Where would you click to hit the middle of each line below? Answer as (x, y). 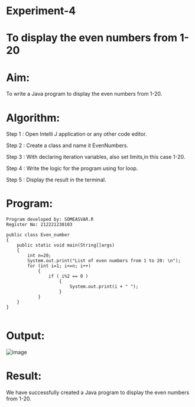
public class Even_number (38, 235)
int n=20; (39, 256)
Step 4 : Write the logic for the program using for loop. (72, 168)
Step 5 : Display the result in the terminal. (56, 180)
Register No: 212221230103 (39, 225)
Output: (25, 336)
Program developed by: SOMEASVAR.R (50, 220)
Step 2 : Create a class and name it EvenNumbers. (67, 145)
